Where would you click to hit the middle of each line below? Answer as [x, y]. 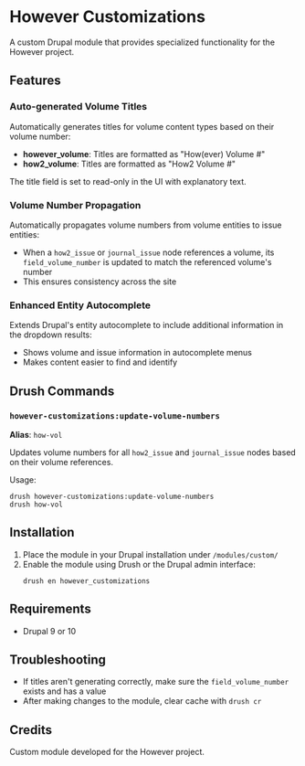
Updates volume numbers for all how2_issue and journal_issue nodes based [153, 452]
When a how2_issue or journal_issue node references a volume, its [148, 252]
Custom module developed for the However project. [107, 752]
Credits [31, 730]
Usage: [23, 479]
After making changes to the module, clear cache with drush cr [142, 701]
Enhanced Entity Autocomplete [80, 305]
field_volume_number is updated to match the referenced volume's [147, 261]
